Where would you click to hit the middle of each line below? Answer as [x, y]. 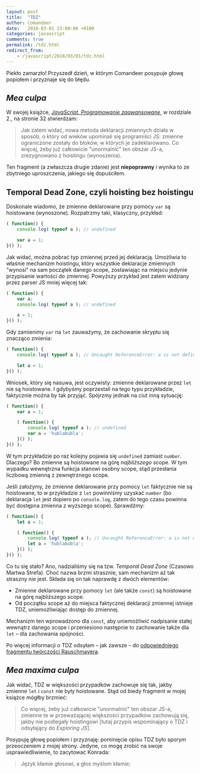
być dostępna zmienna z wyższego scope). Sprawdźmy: [75, 505]
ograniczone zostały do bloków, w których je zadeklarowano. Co [100, 143]
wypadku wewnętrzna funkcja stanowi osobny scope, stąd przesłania [91, 468]
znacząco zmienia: [29, 339]
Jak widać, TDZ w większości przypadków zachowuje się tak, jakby [89, 684]
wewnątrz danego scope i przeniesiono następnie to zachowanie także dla [98, 627]
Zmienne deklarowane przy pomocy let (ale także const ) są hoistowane [103, 590]
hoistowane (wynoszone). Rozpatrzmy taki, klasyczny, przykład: [85, 213]
